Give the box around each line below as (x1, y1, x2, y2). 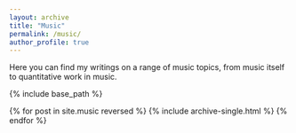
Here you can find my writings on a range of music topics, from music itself (9, 62, 285, 73)
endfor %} (9, 115, 47, 126)
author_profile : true (9, 37, 90, 47)
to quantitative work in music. (9, 72, 117, 82)
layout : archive (9, 12, 69, 22)
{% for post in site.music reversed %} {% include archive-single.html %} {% (9, 106, 288, 116)
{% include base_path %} (9, 89, 103, 99)
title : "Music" (9, 21, 66, 30)
